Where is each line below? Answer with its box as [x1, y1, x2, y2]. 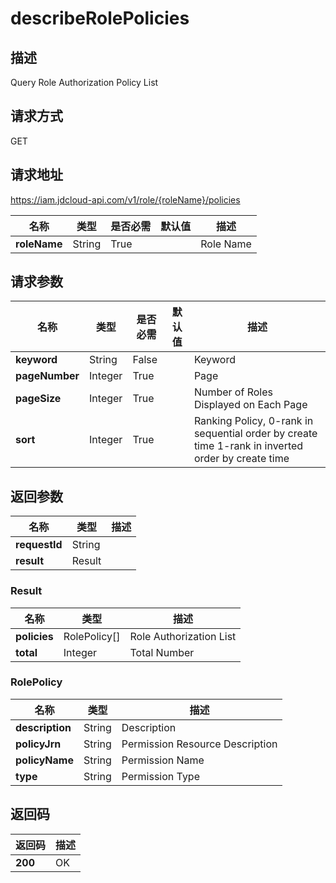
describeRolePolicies [10, 7, 190, 30]
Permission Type [121, 769, 200, 783]
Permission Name [121, 753, 205, 767]
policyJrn [15, 737, 62, 751]
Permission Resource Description [121, 737, 278, 751]
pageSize [15, 392, 62, 406]
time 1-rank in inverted [193, 439, 304, 453]
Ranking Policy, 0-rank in [193, 414, 314, 428]
